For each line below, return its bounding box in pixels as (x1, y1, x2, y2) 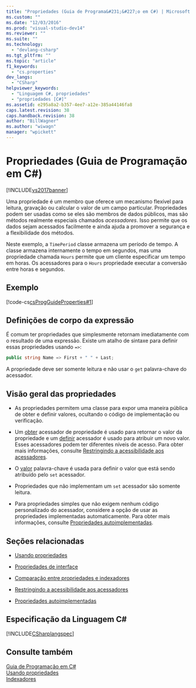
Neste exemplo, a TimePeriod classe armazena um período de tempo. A (6, 240, 178, 247)
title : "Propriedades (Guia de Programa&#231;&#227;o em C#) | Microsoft (6, 8, 191, 15)
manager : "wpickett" (6, 129, 57, 135)
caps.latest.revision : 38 (6, 107, 69, 113)
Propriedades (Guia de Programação (6, 154, 188, 168)
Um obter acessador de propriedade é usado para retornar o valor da (14, 428, 183, 436)
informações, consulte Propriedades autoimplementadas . (14, 519, 154, 526)
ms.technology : (6, 42, 43, 48)
